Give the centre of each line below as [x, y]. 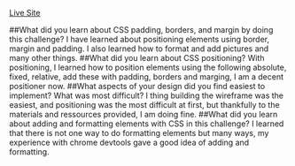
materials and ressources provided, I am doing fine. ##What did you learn [144, 114]
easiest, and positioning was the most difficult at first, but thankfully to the [145, 105]
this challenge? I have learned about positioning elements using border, [140, 39]
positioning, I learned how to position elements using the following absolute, [148, 67]
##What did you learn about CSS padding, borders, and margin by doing [141, 30]
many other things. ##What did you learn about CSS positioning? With [137, 58]
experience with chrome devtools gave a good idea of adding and [129, 142]
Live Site [25, 13]
